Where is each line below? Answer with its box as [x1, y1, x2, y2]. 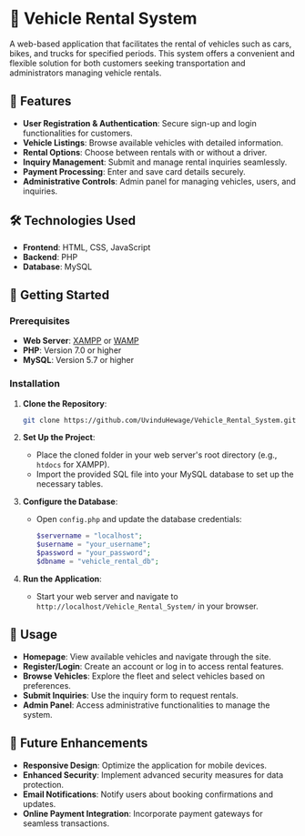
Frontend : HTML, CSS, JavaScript [22, 241, 151, 253]
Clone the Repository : [22, 398, 107, 408]
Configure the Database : [22, 496, 118, 508]
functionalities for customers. [22, 127, 134, 138]
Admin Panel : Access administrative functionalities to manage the [22, 700, 270, 710]
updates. [22, 798, 56, 809]
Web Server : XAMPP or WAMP [22, 336, 139, 347]
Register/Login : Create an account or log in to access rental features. [22, 660, 284, 671]
